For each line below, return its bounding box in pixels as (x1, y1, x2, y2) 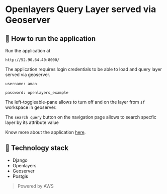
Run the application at (5, 48, 51, 53)
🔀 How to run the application (5, 34, 96, 43)
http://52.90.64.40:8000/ (5, 57, 59, 62)
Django (12, 157, 28, 163)
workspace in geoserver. (5, 104, 57, 110)
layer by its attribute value (5, 119, 59, 125)
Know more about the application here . (5, 130, 86, 135)
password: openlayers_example (5, 90, 69, 95)
